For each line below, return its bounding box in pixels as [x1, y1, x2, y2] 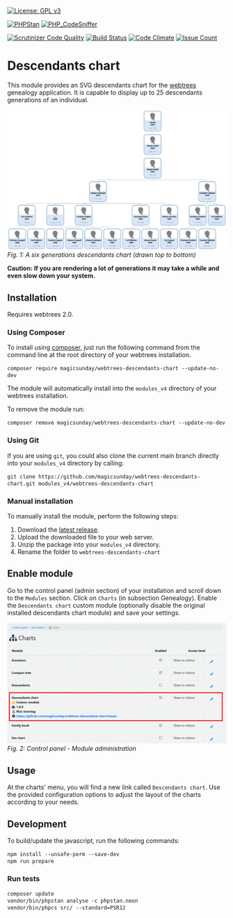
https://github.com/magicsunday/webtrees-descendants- [38, 473, 200, 480]
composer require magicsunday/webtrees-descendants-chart [7, 365, 179, 372]
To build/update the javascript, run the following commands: [7, 837, 179, 845]
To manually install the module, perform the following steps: [7, 512, 179, 521]
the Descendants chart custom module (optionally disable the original [7, 601, 205, 609]
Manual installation [7, 496, 74, 506]
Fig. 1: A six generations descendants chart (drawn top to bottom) [7, 251, 196, 259]
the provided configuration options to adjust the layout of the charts [7, 791, 202, 799]
